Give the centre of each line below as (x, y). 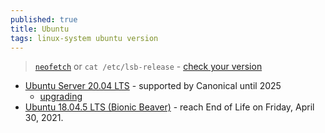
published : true (44, 19)
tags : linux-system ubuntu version (84, 38)
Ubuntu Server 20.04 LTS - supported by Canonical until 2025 (153, 86)
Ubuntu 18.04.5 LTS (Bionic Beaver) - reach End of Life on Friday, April (169, 107)
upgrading (61, 97)
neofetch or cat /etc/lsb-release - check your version (148, 67)
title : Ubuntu (40, 29)
